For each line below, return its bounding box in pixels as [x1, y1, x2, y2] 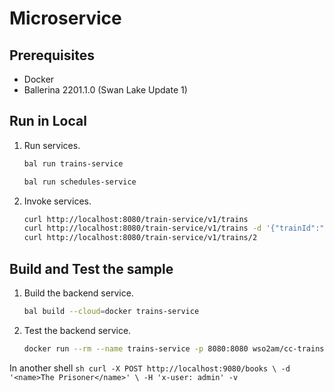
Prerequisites [9, 47, 95, 64]
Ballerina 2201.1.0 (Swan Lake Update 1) [23, 84, 188, 96]
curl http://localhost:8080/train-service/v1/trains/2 [23, 233, 258, 243]
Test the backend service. [23, 324, 132, 336]
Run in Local [9, 113, 87, 130]
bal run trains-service [23, 158, 124, 169]
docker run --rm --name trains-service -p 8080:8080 [23, 343, 249, 354]
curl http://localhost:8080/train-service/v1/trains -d [23, 223, 262, 234]
